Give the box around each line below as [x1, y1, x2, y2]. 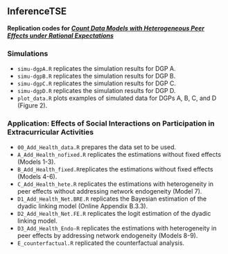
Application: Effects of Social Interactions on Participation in [7, 119, 215, 128]
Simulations [7, 49, 49, 58]
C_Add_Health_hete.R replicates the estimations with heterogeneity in [17, 180, 213, 188]
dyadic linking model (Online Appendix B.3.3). [17, 202, 148, 210]
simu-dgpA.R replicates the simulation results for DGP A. [17, 65, 176, 73]
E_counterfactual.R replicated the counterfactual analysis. [17, 239, 185, 247]
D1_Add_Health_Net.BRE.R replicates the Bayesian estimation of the [17, 194, 207, 203]
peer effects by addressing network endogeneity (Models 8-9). [17, 232, 198, 240]
